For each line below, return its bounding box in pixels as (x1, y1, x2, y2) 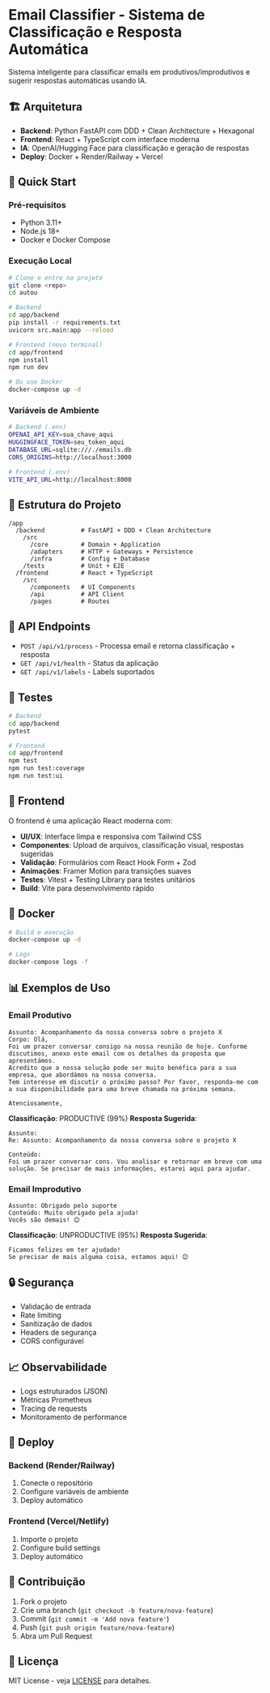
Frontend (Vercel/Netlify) (8, 1515, 109, 1527)
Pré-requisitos (8, 200, 66, 211)
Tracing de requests (19, 1403, 87, 1413)
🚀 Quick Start (8, 175, 77, 189)
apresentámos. (8, 1056, 57, 1064)
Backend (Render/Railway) (8, 1460, 116, 1472)
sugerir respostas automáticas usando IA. (8, 75, 147, 85)
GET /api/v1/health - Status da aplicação (19, 659, 159, 668)
